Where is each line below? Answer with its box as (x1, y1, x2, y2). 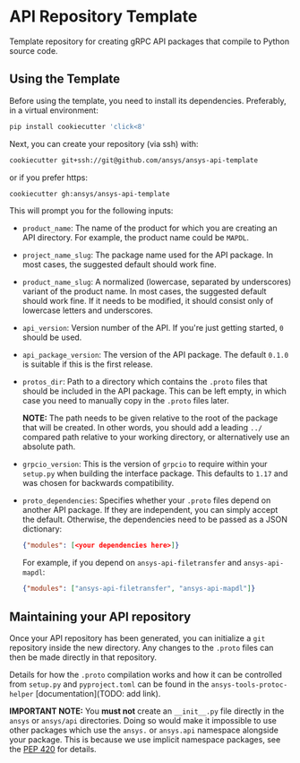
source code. (9, 45, 58, 56)
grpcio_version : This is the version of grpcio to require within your (21, 459, 268, 470)
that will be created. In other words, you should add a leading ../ (21, 422, 262, 433)
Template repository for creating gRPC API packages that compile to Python (9, 36, 290, 47)
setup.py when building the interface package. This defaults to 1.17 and (21, 468, 288, 479)
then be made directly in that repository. (9, 652, 158, 663)
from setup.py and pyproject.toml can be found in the (9, 679, 210, 689)
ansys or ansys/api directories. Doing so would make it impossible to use (9, 715, 278, 725)
